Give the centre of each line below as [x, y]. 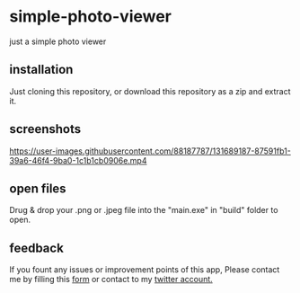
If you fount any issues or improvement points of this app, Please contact [145, 270]
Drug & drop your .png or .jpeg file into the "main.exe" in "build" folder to [144, 210]
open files [38, 188]
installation [41, 70]
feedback [37, 248]
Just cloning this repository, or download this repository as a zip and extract [150, 91]
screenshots [45, 129]
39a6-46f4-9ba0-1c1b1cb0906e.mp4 [78, 160]
